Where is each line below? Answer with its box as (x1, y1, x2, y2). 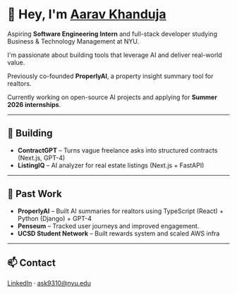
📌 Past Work (7, 188, 62, 200)
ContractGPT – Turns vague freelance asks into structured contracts (17, 146, 218, 154)
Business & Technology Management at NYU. (7, 37, 140, 45)
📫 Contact (7, 257, 56, 269)
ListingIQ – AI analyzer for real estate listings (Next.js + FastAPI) (17, 161, 205, 170)
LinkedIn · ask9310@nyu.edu (7, 279, 92, 288)
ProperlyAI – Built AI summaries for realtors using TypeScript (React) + (17, 207, 224, 215)
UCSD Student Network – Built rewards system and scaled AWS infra (17, 229, 220, 238)
